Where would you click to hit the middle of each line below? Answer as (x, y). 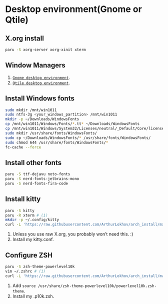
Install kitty (23, 199)
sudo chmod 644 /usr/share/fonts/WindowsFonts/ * (57, 142)
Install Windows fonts (40, 98)
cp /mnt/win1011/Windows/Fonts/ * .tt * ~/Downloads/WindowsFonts (72, 124)
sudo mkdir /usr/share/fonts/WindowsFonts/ (51, 133)
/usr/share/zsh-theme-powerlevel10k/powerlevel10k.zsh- (97, 286)
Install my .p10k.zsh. (33, 296)
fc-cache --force (23, 147)
